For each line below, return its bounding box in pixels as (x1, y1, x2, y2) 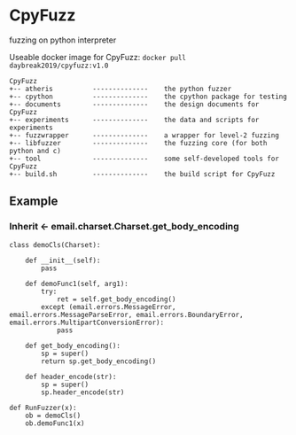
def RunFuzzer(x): (9, 403, 77, 412)
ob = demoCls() (25, 411, 82, 420)
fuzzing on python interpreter (9, 35, 117, 45)
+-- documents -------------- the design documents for (9, 99, 260, 109)
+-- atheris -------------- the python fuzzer (9, 84, 232, 93)
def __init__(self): (25, 256, 101, 265)
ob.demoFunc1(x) (25, 418, 86, 428)
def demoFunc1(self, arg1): (25, 279, 129, 288)
